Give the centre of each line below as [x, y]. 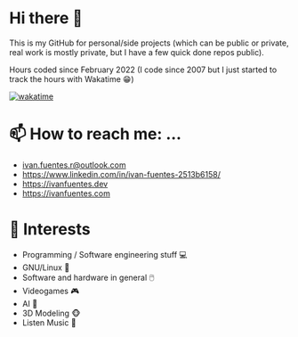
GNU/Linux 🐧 [46, 267]
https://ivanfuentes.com [66, 193]
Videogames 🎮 [51, 291]
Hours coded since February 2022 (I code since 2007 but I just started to [143, 70]
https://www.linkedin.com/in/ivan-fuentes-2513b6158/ [121, 174]
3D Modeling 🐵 [52, 313]
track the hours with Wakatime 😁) [72, 78]
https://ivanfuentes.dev [65, 184]
